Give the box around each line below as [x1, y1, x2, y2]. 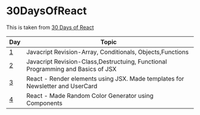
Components [26, 99, 62, 107]
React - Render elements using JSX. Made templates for [26, 74, 185, 82]
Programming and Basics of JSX [26, 65, 117, 73]
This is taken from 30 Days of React [6, 24, 94, 31]
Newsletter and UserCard [26, 82, 98, 90]
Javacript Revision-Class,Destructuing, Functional [26, 57, 167, 66]
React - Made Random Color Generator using [26, 91, 154, 100]
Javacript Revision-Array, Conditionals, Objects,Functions [26, 47, 189, 56]
